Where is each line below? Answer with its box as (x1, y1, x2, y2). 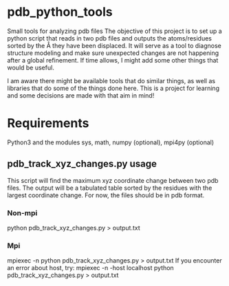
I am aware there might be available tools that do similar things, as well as (7, 76, 215, 85)
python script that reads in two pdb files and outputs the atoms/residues (7, 34, 212, 42)
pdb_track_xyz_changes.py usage (7, 158, 157, 170)
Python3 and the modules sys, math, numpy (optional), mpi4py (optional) (7, 138, 215, 146)
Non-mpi (7, 208, 38, 217)
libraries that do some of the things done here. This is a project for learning (7, 84, 220, 92)
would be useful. (7, 63, 55, 71)
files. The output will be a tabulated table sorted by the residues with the (7, 184, 212, 192)
